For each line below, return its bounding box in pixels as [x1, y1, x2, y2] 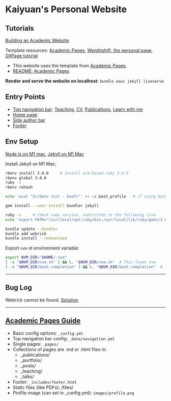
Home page [12, 111, 38, 118]
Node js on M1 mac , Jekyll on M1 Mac [5, 151, 84, 157]
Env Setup [5, 137, 39, 146]
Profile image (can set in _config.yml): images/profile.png [12, 389, 134, 396]
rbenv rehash [5, 185, 33, 190]
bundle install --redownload [5, 236, 67, 241]
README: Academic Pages [12, 68, 70, 74]
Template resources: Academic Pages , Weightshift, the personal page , [5, 47, 153, 53]
